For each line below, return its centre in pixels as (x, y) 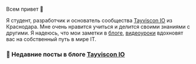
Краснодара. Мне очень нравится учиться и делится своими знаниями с (98, 27)
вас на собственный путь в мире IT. (51, 39)
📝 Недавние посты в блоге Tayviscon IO (66, 54)
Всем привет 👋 (25, 9)
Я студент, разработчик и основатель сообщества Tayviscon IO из (89, 20)
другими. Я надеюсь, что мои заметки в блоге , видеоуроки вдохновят (95, 33)
